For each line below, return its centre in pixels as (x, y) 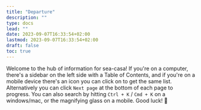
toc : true (19, 51)
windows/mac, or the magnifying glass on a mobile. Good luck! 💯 (87, 100)
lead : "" (17, 29)
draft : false (23, 46)
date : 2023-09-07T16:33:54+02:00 (48, 34)
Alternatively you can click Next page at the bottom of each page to (90, 88)
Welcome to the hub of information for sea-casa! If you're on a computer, (97, 68)
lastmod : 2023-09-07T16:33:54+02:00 (52, 40)
